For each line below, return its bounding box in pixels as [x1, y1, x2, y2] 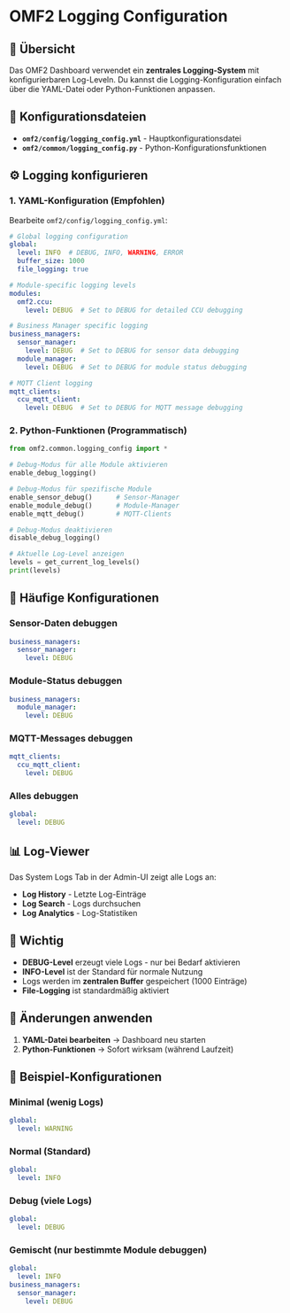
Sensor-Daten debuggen [9, 618, 118, 630]
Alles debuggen [9, 790, 80, 802]
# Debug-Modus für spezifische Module [9, 485, 152, 493]
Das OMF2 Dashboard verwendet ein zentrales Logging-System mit [9, 65, 259, 75]
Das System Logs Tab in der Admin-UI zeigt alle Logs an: [9, 871, 217, 882]
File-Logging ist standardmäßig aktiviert [21, 985, 170, 996]
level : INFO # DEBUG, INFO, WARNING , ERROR [17, 248, 184, 258]
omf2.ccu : [17, 297, 53, 307]
